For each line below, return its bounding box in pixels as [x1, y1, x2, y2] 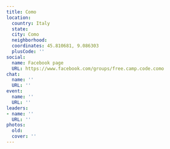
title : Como [6, 9, 36, 15]
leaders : [6, 105, 29, 111]
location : [6, 15, 32, 21]
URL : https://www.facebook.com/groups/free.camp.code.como [12, 65, 165, 72]
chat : [6, 71, 20, 77]
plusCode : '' [12, 49, 45, 55]
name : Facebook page [12, 60, 64, 66]
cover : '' [12, 133, 36, 140]
